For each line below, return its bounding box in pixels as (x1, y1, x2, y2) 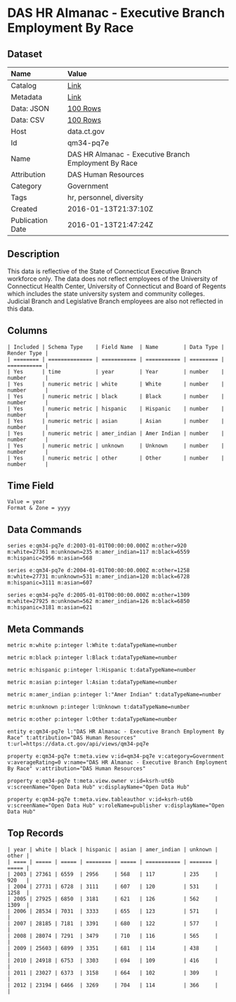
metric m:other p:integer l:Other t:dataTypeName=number (7, 716, 178, 723)
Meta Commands (7, 623, 84, 635)
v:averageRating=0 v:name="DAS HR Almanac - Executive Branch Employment (7, 759, 228, 766)
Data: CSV (11, 115, 45, 125)
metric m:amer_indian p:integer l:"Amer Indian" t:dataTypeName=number (7, 691, 221, 698)
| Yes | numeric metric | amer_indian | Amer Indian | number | (7, 430, 225, 437)
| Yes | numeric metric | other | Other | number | (7, 454, 225, 462)
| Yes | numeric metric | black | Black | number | (7, 392, 225, 400)
